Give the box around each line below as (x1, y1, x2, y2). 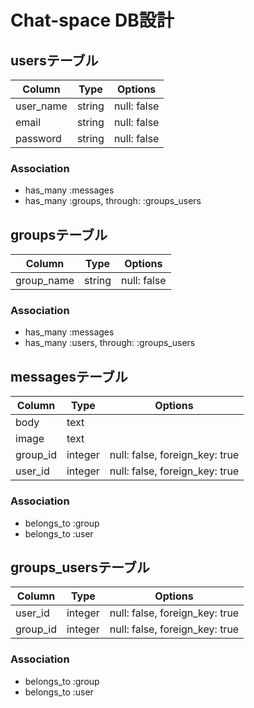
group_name (15, 274, 75, 288)
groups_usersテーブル (10, 559, 150, 576)
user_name (15, 99, 68, 113)
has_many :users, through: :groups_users (24, 337, 196, 349)
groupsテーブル (10, 226, 108, 243)
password (15, 132, 62, 145)
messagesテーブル (10, 368, 128, 385)
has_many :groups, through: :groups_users (24, 195, 202, 207)
